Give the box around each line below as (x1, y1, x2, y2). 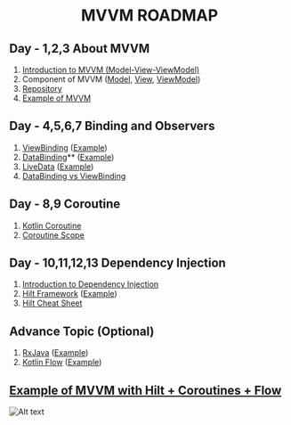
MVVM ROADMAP (80, 5, 219, 26)
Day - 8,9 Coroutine (9, 197, 121, 212)
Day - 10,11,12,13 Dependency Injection (9, 256, 227, 271)
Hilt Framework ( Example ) (21, 289, 117, 299)
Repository (21, 84, 62, 94)
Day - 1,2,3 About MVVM (9, 41, 150, 56)
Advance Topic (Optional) (9, 323, 155, 339)
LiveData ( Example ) (21, 161, 94, 172)
